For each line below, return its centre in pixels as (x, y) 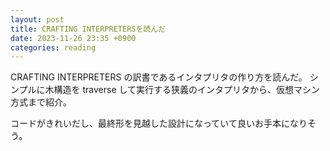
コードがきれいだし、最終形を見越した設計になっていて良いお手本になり (159, 123)
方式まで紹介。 (41, 102)
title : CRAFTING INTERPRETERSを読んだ (88, 29)
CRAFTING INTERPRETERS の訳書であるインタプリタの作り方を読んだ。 (159, 77)
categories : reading (53, 47)
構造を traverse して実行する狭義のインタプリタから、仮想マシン (187, 90)
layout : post (37, 19)
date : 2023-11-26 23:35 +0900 (73, 38)
